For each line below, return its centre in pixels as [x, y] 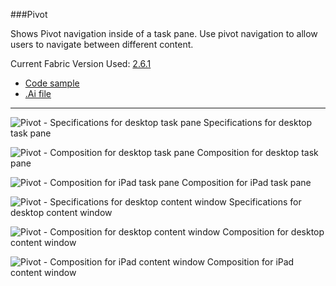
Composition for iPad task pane [246, 182]
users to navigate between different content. [102, 44]
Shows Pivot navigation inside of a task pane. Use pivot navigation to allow [164, 33]
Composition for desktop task [257, 152]
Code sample [52, 83]
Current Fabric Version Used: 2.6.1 [81, 63]
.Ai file [38, 93]
